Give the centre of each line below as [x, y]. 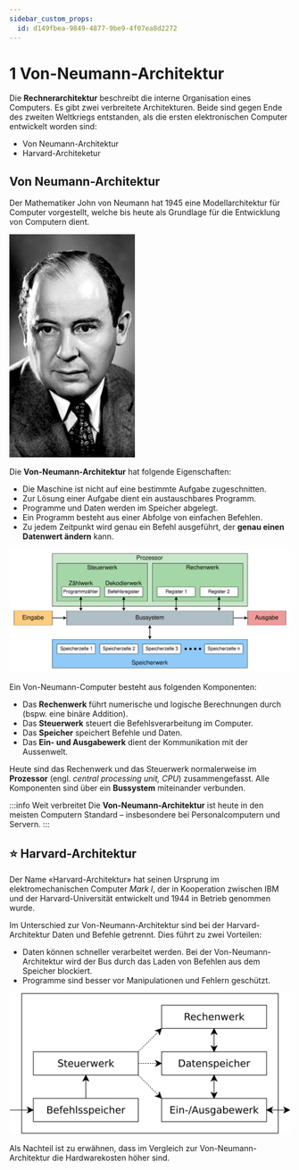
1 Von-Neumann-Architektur [117, 74]
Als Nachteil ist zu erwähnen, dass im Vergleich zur [104, 1149]
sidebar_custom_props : [51, 19]
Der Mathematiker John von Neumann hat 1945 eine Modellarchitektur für [145, 203]
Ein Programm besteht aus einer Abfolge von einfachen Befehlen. [142, 518]
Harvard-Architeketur [61, 154]
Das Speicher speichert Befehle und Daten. [102, 733]
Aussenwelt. [45, 752]
